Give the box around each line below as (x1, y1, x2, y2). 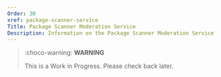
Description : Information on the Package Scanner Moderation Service (7, 29, 215, 37)
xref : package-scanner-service (7, 17, 99, 24)
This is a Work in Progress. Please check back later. (24, 62, 173, 70)
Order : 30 (7, 10, 36, 17)
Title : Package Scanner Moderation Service (7, 23, 136, 30)
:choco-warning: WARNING (24, 49, 105, 57)
